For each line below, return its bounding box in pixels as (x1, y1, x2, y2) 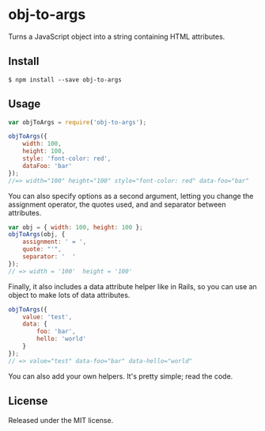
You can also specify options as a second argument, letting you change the (8, 191, 254, 200)
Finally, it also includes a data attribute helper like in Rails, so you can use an (8, 281, 257, 291)
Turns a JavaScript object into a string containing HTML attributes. (8, 32, 225, 41)
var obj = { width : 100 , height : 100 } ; (8, 223, 144, 231)
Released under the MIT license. (8, 415, 114, 425)
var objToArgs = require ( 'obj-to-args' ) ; (8, 118, 147, 126)
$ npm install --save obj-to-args (8, 75, 123, 84)
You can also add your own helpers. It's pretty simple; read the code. (8, 371, 233, 381)
